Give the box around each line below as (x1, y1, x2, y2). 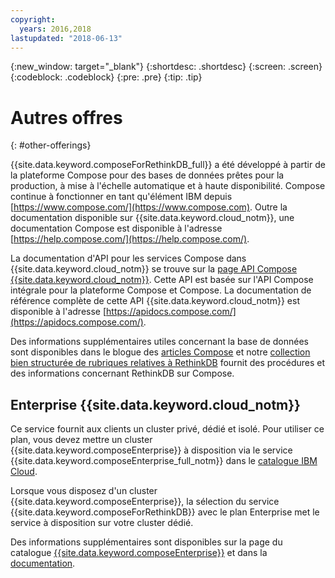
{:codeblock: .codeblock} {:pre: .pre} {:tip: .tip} (10, 71, 203, 83)
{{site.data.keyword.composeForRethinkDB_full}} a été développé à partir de (10, 159, 326, 171)
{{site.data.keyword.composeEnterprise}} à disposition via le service (10, 444, 293, 456)
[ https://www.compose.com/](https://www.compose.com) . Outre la (10, 201, 288, 213)
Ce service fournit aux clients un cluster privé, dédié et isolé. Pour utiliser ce (10, 423, 325, 435)
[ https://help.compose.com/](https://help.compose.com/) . (10, 233, 250, 245)
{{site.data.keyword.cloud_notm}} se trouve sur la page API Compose (10, 263, 298, 275)
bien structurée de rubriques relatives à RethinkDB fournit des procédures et (10, 357, 326, 369)
